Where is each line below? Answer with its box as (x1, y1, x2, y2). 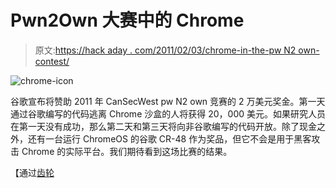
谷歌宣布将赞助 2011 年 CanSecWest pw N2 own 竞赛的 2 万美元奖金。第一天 (10, 95, 326, 107)
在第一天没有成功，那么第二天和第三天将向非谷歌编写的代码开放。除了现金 (10, 120, 317, 132)
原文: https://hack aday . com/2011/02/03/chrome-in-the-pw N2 (34, 44, 297, 56)
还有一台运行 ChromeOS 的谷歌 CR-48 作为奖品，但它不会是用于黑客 (27, 132, 312, 145)
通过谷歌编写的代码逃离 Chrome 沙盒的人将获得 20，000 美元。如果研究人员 (10, 107, 326, 120)
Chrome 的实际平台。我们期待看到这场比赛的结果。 (21, 145, 233, 157)
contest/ (34, 55, 70, 67)
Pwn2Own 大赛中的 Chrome (10, 9, 245, 32)
